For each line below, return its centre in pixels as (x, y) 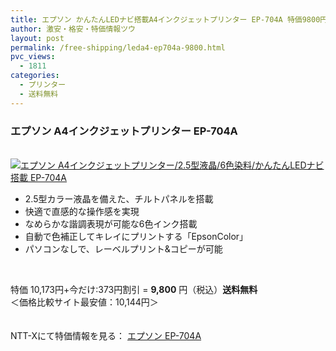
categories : (35, 76)
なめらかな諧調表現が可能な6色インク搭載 (111, 223)
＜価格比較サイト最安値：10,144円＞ (84, 302)
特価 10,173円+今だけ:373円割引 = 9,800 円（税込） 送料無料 (134, 289)
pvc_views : (33, 57)
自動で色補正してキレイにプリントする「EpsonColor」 (136, 236)
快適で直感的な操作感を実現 (82, 211)
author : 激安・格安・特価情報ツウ (73, 29)
